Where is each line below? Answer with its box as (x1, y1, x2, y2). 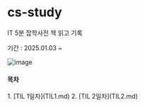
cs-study (7, 4, 62, 21)
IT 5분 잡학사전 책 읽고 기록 (7, 28, 83, 37)
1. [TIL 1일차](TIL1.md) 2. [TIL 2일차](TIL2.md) (7, 92, 138, 101)
